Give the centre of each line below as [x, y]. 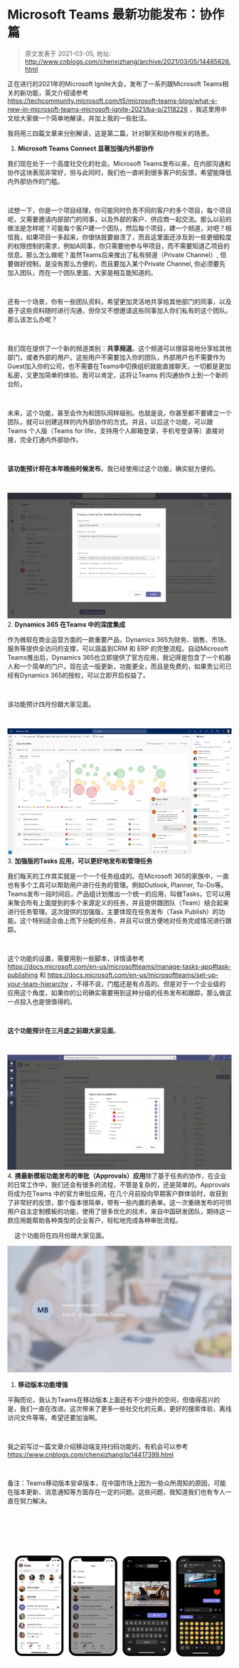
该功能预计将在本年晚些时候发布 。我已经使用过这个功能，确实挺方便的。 [113, 468]
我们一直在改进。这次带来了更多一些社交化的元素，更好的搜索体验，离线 [126, 1409]
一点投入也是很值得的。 [42, 1001]
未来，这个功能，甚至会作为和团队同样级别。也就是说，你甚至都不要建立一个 [119, 413]
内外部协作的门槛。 [36, 181]
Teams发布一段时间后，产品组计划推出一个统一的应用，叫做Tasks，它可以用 [119, 893]
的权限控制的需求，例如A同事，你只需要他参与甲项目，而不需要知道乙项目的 [118, 246]
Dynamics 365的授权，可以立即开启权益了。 [84, 675]
